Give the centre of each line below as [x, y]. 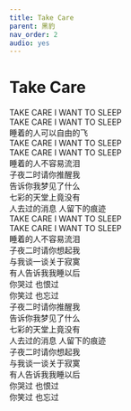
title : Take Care [42, 18]
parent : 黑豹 [32, 26]
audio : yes [30, 43]
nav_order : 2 [34, 34]
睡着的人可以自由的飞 [48, 133]
